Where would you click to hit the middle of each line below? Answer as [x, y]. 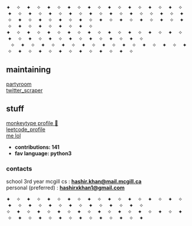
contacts [19, 168]
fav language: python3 [43, 153]
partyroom [19, 84]
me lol [14, 135]
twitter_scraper [24, 90]
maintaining [29, 70]
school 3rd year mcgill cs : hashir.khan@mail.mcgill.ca [74, 181]
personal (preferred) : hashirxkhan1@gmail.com [65, 188]
